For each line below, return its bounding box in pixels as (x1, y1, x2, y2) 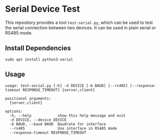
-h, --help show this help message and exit (9, 113, 126, 118)
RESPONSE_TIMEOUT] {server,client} (23, 87, 95, 92)
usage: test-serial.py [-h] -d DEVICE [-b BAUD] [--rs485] (5, 83, 128, 88)
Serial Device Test (5, 3, 80, 15)
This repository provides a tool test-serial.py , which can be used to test (5, 20, 153, 25)
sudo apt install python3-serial (5, 57, 73, 62)
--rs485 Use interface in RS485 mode (9, 126, 117, 131)
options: (5, 109, 23, 114)
